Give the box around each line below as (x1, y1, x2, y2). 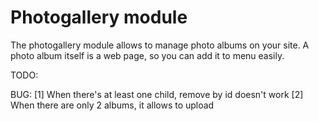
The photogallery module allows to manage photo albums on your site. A (10, 39, 310, 51)
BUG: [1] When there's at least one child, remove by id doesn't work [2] (10, 88, 304, 100)
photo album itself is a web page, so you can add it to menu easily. (10, 49, 285, 61)
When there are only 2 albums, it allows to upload (10, 99, 215, 111)
